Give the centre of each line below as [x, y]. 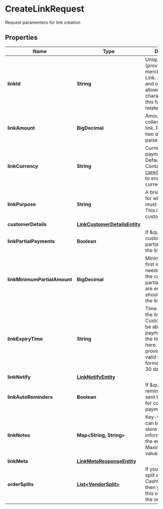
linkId [14, 83]
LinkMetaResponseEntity [107, 461]
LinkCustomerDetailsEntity [109, 224]
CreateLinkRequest [45, 9]
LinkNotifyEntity [96, 377]
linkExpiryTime [25, 339]
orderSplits [21, 484]
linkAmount [21, 128]
